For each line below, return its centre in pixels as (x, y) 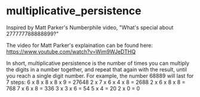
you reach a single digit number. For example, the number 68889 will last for (100, 76)
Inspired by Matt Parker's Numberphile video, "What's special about (90, 27)
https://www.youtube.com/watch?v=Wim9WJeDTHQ (71, 51)
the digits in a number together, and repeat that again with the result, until (96, 69)
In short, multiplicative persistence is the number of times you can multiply (98, 63)
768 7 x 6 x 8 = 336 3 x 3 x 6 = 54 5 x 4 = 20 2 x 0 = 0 (73, 88)
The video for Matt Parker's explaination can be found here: (80, 45)
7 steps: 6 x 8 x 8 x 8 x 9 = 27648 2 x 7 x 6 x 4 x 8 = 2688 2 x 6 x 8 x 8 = (96, 82)
